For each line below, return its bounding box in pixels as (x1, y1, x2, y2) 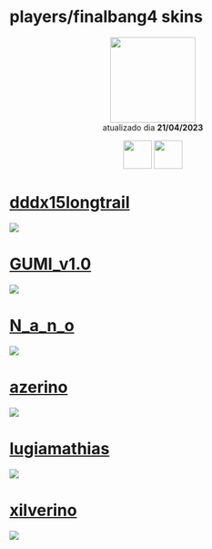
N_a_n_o (9, 316, 75, 336)
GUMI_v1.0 (9, 254, 92, 274)
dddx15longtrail (9, 192, 130, 213)
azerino (9, 377, 68, 398)
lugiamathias (9, 438, 110, 459)
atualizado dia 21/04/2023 (102, 121, 204, 133)
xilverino (9, 500, 77, 521)
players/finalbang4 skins (9, 6, 203, 27)
